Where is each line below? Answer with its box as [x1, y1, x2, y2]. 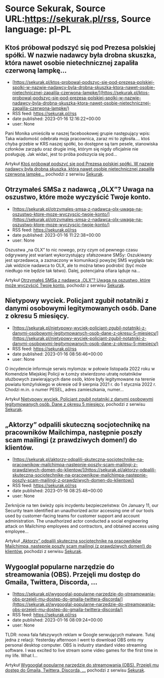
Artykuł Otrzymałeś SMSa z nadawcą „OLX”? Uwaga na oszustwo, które [5, 277, 151, 283]
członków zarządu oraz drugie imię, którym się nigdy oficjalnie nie [5, 146, 139, 152]
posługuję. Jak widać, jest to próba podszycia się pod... [5, 151, 117, 157]
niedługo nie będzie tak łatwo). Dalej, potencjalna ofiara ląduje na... [5, 268, 141, 274]
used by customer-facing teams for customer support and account [5, 513, 140, 519]
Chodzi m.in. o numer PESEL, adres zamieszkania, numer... [5, 386, 124, 392]
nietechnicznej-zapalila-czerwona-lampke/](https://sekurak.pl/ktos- [12, 90, 150, 96]
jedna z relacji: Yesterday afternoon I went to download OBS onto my [5, 637, 144, 643]
